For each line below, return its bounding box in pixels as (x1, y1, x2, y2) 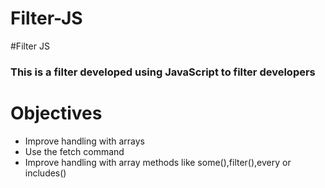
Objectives (10, 102, 103, 125)
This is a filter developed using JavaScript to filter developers (10, 65, 316, 79)
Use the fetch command (24, 145, 125, 157)
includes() (24, 167, 67, 179)
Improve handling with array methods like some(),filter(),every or (24, 156, 292, 168)
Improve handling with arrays (24, 135, 145, 147)
